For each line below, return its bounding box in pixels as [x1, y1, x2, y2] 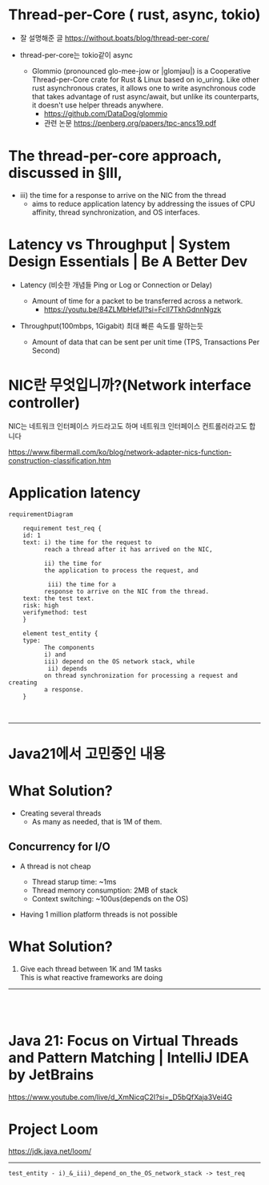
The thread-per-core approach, [8, 147, 222, 165]
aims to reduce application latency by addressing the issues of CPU [31, 199, 255, 208]
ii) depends [47, 664, 88, 672]
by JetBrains [8, 1066, 94, 1083]
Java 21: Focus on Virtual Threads [8, 1031, 239, 1050]
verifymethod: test [22, 608, 88, 616]
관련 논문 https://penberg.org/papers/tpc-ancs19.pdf [43, 118, 217, 127]
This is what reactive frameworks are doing [19, 972, 163, 982]
